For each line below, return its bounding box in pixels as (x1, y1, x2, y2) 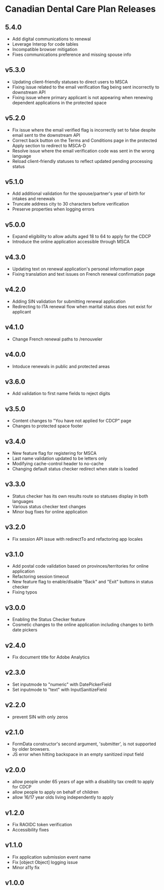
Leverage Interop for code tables (12, 41, 79, 47)
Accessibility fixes (12, 827, 49, 833)
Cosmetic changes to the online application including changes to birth (12, 622, 154, 628)
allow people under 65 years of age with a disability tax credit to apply (12, 779, 154, 785)
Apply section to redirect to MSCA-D (12, 142, 86, 148)
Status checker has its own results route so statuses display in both (12, 493, 148, 499)
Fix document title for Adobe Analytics (12, 654, 90, 660)
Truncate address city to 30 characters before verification (12, 201, 129, 207)
